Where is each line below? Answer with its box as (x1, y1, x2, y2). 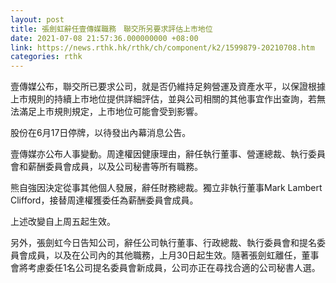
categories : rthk (10, 52, 83, 62)
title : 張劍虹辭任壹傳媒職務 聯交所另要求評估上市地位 (10, 24, 213, 34)
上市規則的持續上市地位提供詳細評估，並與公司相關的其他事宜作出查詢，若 (10, 93, 317, 105)
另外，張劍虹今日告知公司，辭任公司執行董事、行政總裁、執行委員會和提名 (10, 237, 317, 249)
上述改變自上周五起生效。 (10, 216, 116, 228)
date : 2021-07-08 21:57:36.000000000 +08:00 (10, 33, 199, 43)
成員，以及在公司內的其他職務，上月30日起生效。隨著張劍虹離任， (27, 249, 302, 261)
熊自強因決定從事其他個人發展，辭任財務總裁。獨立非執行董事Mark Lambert (10, 182, 323, 194)
